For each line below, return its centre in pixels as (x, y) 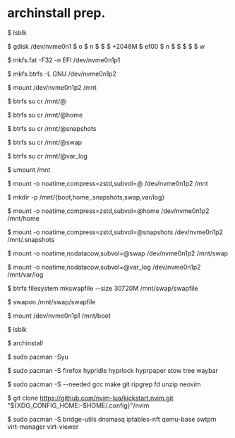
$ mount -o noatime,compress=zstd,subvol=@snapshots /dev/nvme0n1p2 (115, 232)
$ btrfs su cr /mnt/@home (45, 115)
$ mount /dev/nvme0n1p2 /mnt (52, 87)
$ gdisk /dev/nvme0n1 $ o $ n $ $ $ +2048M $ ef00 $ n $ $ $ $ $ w (106, 46)
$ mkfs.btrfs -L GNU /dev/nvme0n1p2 (62, 74)
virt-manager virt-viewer (43, 427)
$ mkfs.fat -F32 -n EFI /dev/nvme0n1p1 (64, 60)
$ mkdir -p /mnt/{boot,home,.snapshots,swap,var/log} (86, 197)
